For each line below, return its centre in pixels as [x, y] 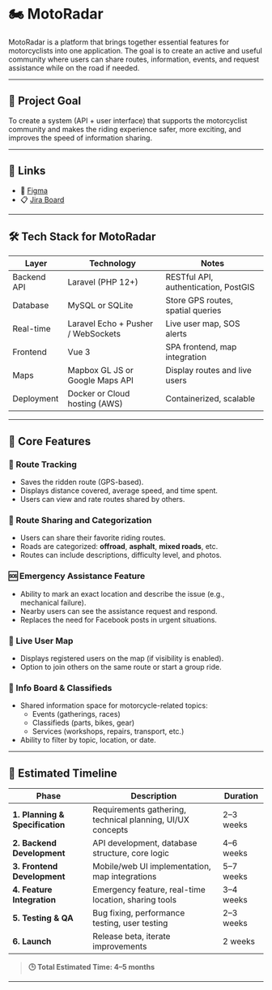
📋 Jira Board [42, 199]
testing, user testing [130, 924]
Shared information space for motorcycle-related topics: [114, 705]
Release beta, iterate [132, 936]
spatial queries [193, 311]
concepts [110, 830]
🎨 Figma [34, 191]
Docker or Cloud [99, 394]
